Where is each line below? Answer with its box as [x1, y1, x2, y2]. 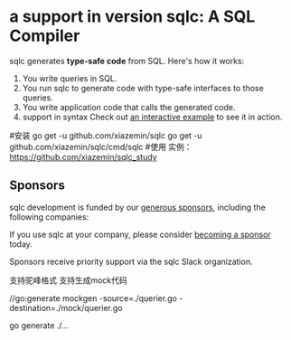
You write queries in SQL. [22, 72, 117, 83]
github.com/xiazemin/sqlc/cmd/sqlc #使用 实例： [9, 141, 192, 152]
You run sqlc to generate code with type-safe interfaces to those [22, 82, 264, 93]
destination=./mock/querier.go [9, 302, 123, 313]
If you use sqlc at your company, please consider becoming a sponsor [9, 229, 271, 240]
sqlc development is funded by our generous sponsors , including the [9, 202, 267, 212]
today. [9, 238, 33, 250]
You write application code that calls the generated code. [22, 101, 236, 112]
